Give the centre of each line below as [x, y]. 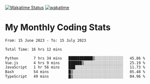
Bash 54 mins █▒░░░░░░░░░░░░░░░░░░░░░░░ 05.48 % [75, 72]
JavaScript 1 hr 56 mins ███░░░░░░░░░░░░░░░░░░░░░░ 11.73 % [75, 67]
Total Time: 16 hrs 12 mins [34, 49]
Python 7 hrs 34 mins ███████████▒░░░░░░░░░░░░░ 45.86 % [75, 58]
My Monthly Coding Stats [58, 28]
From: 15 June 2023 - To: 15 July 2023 [46, 40]
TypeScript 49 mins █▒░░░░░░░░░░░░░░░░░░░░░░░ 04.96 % [75, 77]
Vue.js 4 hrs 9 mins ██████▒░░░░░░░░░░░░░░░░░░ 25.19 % [75, 63]
